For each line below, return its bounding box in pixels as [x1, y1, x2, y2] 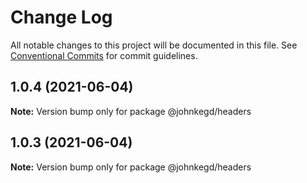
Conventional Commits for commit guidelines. [10, 49, 198, 61]
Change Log [10, 6, 113, 29]
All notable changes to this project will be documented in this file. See [10, 39, 298, 51]
